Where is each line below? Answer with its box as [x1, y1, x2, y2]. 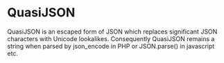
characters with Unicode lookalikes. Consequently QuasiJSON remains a [7, 34, 215, 42]
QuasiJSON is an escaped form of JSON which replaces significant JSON [7, 27, 218, 36]
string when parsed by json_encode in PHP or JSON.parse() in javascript [7, 42, 215, 50]
